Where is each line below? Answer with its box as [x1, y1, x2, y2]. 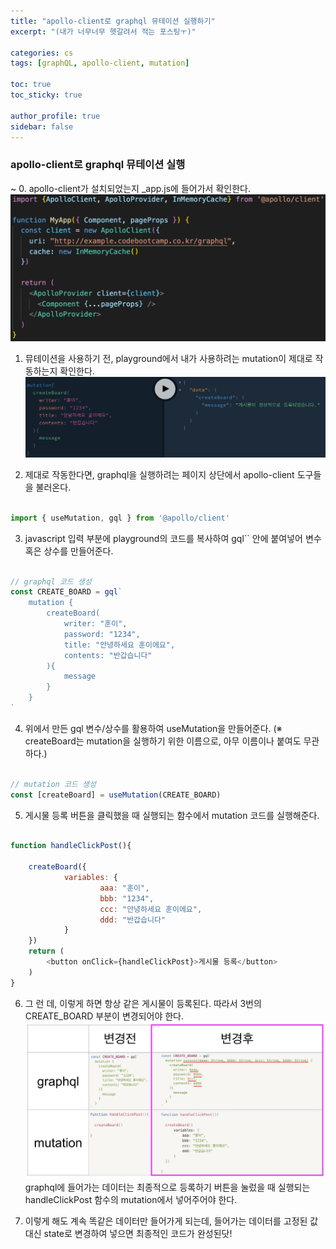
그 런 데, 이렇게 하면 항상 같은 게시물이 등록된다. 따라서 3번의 [24, 997, 262, 1009]
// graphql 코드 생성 [10, 576, 92, 587]
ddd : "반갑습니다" [99, 915, 167, 925]
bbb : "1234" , [99, 893, 155, 904]
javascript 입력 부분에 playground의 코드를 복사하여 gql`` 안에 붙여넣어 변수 [24, 532, 322, 544]
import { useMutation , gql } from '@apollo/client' [10, 513, 230, 523]
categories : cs [10, 48, 74, 58]
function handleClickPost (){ [10, 841, 132, 851]
